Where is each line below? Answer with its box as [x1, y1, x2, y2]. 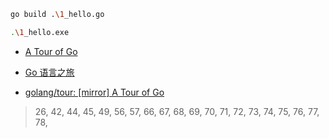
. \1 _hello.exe [10, 27, 70, 37]
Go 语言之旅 [24, 66, 75, 78]
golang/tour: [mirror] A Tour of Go [24, 86, 165, 98]
